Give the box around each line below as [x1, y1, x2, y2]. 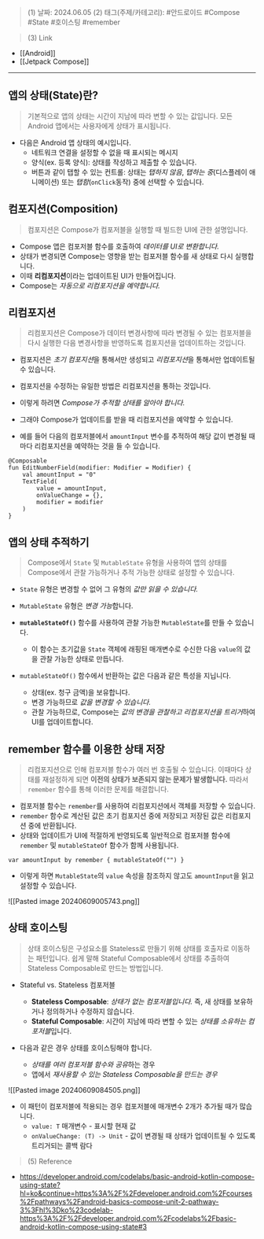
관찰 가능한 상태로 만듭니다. [39, 655, 124, 664]
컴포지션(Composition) [8, 202, 119, 216]
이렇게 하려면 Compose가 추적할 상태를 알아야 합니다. [19, 398, 185, 407]
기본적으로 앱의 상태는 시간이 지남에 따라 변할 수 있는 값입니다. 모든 [27, 111, 233, 120]
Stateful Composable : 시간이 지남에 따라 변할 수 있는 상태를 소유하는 [31, 1016, 247, 1026]
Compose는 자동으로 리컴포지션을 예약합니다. [19, 281, 161, 290]
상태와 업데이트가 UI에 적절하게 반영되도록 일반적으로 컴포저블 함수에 [19, 831, 230, 840]
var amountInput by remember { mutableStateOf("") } [8, 857, 185, 865]
